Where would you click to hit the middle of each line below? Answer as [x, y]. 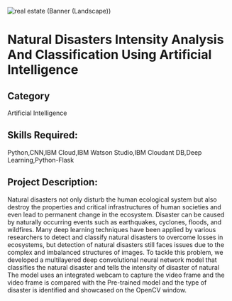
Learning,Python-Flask [41, 160]
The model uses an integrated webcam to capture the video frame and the [116, 275]
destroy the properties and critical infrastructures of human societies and [114, 207]
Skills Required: [43, 135]
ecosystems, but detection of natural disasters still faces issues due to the [116, 244]
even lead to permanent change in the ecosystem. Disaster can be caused [116, 214]
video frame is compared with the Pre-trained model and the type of [107, 282]
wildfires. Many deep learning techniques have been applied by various [112, 229]
